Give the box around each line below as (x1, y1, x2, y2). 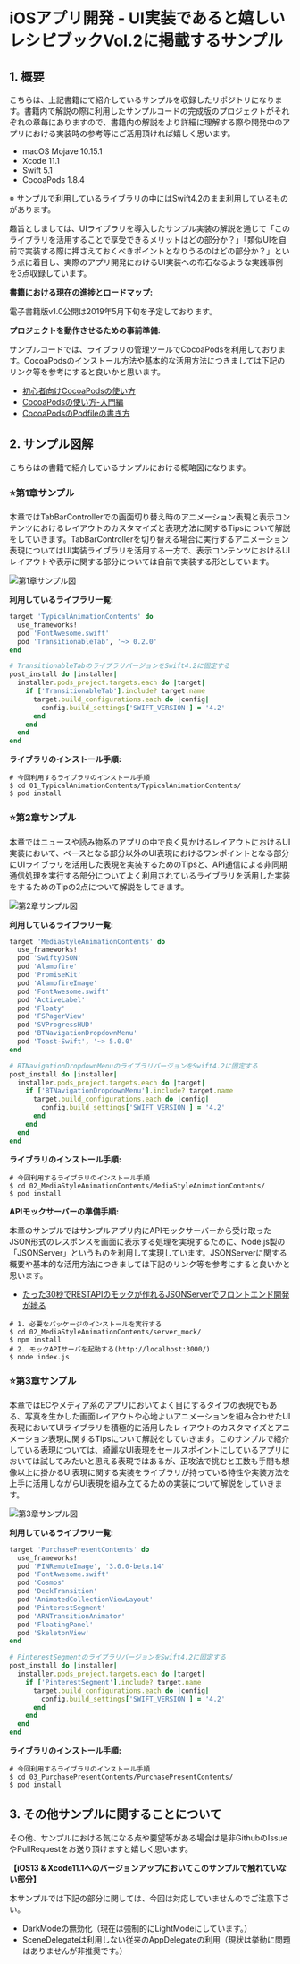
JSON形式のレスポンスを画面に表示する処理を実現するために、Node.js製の (9, 1236, 286, 1247)
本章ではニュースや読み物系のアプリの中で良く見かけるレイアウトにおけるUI (9, 836, 291, 847)
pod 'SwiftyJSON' (17, 954, 82, 963)
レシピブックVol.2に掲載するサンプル (9, 30, 284, 51)
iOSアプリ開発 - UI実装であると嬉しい (9, 8, 286, 29)
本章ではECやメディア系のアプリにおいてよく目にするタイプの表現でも (9, 1399, 270, 1411)
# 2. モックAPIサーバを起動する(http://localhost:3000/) (9, 1344, 211, 1353)
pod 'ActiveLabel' (17, 995, 87, 1004)
